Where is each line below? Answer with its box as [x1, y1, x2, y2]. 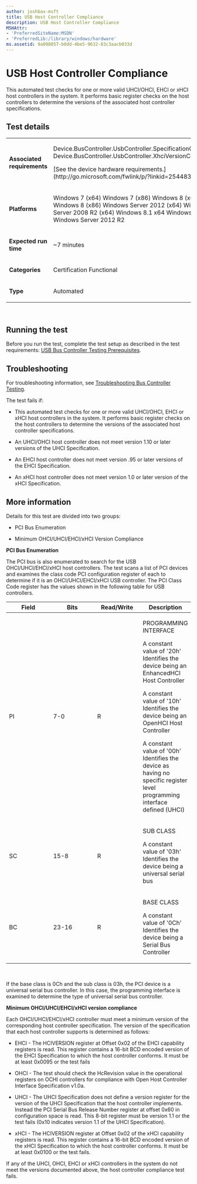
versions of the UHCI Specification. [14, 445, 100, 452]
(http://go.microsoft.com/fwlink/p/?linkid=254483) [53, 172, 194, 180]
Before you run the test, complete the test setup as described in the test [6, 340, 180, 347]
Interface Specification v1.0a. [14, 1082, 86, 1089]
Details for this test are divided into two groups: [6, 512, 121, 520]
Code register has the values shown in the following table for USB [6, 583, 165, 591]
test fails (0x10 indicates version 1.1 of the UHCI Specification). [14, 1119, 166, 1126]
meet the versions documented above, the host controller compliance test [6, 1166, 185, 1173]
